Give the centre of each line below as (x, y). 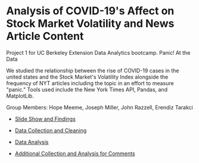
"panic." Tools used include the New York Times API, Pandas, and (87, 89)
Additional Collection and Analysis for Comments (75, 153)
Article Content (45, 36)
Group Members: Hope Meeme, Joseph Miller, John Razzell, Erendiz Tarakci (100, 107)
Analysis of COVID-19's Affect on (90, 11)
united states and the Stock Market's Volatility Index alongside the (87, 77)
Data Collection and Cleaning (51, 130)
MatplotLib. (20, 96)
